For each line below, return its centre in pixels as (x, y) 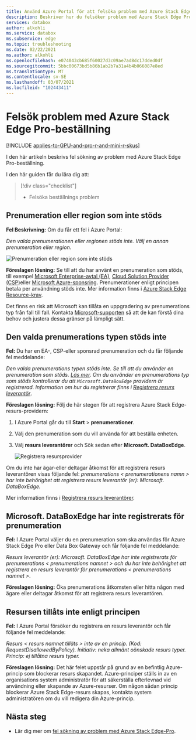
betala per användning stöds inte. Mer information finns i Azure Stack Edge (96, 288)
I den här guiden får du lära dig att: (48, 174)
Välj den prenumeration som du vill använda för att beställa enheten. (97, 434)
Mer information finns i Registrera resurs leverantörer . (71, 498)
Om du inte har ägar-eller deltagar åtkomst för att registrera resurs (86, 468)
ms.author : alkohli (30, 55)
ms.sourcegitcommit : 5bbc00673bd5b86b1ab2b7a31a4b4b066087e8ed (85, 66)
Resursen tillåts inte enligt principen (73, 612)
